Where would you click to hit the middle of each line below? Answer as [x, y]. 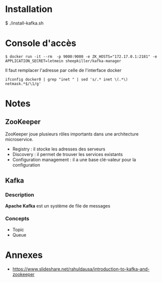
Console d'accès [41, 43]
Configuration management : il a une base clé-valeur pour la [74, 159]
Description [20, 195]
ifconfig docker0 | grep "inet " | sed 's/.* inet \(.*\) [67, 79]
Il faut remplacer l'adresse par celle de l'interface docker [63, 70]
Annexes [24, 255]
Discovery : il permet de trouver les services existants [68, 154]
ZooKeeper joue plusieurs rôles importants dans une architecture [72, 134]
